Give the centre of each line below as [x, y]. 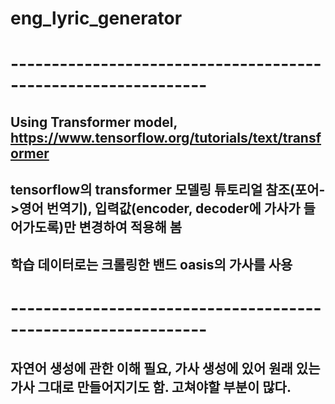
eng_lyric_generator [96, 18]
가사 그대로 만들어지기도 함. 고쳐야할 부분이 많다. [151, 387]
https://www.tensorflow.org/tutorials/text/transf [166, 137]
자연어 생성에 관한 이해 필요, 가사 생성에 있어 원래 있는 [165, 368]
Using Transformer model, [94, 122]
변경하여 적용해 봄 [130, 227]
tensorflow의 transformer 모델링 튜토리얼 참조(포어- [168, 190]
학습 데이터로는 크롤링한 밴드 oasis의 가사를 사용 [151, 264]
